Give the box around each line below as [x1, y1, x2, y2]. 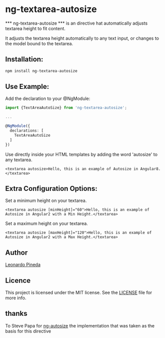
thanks [5, 309, 28, 318]
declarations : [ [10, 128, 44, 134]
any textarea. [5, 157, 33, 163]
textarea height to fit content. [5, 25, 66, 31]
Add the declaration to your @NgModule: [5, 95, 91, 101]
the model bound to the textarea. [5, 40, 73, 46]
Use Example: [5, 82, 49, 91]
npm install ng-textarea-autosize [5, 68, 78, 73]
